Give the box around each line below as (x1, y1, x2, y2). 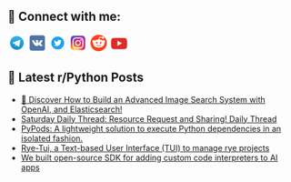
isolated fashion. (20, 133, 83, 144)
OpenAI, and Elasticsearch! (20, 104, 123, 115)
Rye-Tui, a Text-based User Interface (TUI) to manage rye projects (20, 142, 270, 153)
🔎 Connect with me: (7, 9, 121, 25)
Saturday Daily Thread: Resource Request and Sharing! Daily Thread (20, 113, 277, 124)
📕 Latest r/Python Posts (7, 70, 145, 86)
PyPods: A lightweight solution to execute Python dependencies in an (20, 123, 282, 134)
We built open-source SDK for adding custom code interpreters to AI (20, 152, 278, 163)
